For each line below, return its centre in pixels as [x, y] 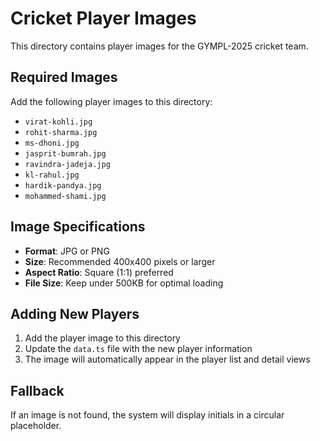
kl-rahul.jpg [52, 175]
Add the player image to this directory [102, 338]
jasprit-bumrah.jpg [65, 153]
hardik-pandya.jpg [63, 185]
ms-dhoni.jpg [52, 143]
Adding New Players [75, 313]
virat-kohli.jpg [58, 122]
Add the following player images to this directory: [111, 101]
